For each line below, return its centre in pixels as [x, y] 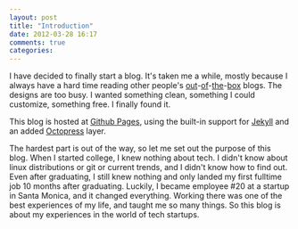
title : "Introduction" [51, 26]
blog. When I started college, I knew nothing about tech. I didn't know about [149, 158]
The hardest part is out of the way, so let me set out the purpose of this [140, 149]
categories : [31, 51]
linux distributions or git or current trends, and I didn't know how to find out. [149, 168]
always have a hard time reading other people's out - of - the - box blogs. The [146, 86]
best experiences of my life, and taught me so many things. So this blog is [145, 205]
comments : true [37, 42]
